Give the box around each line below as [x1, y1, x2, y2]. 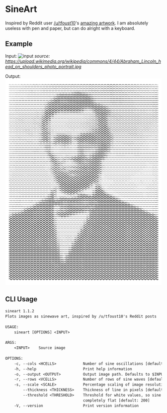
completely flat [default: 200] [83, 398, 150, 403]
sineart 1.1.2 [5, 309, 35, 314]
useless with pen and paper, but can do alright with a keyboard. [5, 25, 136, 31]
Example [5, 40, 33, 48]
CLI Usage [5, 295, 38, 303]
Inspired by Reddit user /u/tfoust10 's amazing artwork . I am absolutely [5, 20, 149, 26]
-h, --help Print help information [14, 366, 133, 372]
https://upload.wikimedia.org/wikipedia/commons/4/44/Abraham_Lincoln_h [5, 58, 162, 64]
